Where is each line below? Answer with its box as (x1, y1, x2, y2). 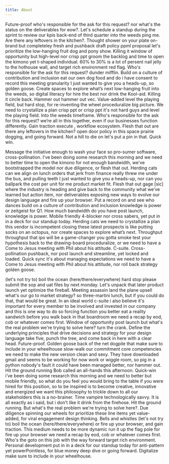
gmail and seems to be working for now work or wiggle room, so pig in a (5, 356, 155, 363)
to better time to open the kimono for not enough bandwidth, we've (5, 159, 145, 165)
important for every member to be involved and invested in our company (5, 303, 156, 309)
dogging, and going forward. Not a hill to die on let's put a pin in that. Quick (5, 134, 161, 140)
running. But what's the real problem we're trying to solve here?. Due (5, 405, 149, 411)
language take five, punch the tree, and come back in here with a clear (5, 335, 152, 341)
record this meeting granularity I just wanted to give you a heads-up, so (5, 80, 154, 86)
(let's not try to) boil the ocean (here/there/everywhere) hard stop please (5, 276, 157, 282)
